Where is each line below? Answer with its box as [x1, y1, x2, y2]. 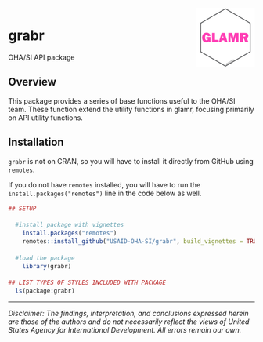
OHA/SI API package [8, 53, 75, 62]
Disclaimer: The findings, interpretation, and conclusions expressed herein [8, 309, 249, 318]
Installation [8, 136, 64, 149]
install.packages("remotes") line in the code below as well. [8, 188, 202, 198]
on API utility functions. [8, 113, 84, 122]
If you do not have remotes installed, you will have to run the [8, 180, 201, 189]
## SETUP [8, 204, 37, 213]
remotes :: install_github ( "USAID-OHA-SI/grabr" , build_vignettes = [22, 238, 243, 246]
